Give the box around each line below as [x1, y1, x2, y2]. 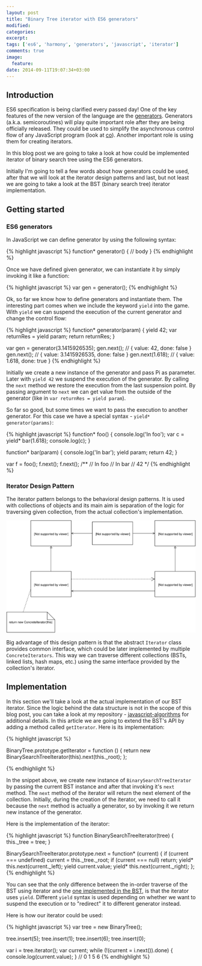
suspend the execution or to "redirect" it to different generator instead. [6, 900, 182, 907]
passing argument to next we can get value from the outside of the [6, 388, 171, 395]
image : [6, 54, 23, 60]
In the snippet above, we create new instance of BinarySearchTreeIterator [6, 776, 191, 784]
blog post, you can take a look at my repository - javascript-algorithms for [6, 711, 189, 718]
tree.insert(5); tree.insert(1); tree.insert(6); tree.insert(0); [6, 935, 146, 942]
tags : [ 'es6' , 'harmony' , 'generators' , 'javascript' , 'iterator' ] [6, 42, 179, 48]
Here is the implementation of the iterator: [6, 820, 110, 827]
